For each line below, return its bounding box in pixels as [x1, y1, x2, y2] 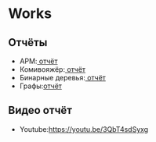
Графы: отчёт [19, 81, 63, 91]
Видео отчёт [8, 104, 73, 117]
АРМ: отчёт [19, 56, 58, 66]
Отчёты [8, 36, 48, 49]
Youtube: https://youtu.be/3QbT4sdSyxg [19, 124, 149, 133]
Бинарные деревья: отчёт [19, 73, 106, 82]
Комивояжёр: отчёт [19, 65, 86, 74]
